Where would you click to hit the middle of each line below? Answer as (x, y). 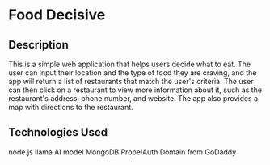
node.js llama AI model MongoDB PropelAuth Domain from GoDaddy (122, 152)
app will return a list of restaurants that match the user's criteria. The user (131, 81)
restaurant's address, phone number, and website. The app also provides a (133, 98)
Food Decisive (57, 15)
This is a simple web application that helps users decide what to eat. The (130, 64)
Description (38, 45)
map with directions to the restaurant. (71, 107)
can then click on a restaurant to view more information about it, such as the (135, 90)
